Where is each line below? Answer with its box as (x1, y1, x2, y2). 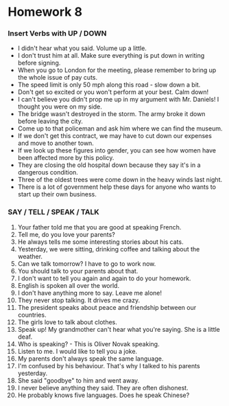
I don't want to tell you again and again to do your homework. (17, 274, 191, 282)
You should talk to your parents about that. (17, 267, 138, 275)
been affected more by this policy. (17, 154, 114, 162)
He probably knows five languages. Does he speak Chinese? (17, 391, 190, 399)
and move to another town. (17, 139, 95, 148)
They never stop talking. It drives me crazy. (17, 296, 140, 304)
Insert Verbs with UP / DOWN (8, 29, 107, 38)
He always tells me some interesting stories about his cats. (17, 238, 184, 246)
